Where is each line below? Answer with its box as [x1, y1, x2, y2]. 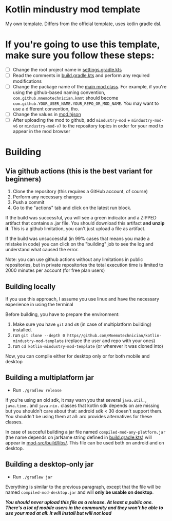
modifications [12, 78, 42, 84]
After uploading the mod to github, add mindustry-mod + [12, 117, 131, 123]
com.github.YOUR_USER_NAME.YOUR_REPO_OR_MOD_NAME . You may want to [12, 100, 159, 106]
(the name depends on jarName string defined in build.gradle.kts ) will [5, 434, 152, 440]
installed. [12, 327, 32, 332]
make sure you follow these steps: [5, 50, 155, 61]
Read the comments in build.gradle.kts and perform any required [12, 72, 150, 78]
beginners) [5, 175, 42, 183]
